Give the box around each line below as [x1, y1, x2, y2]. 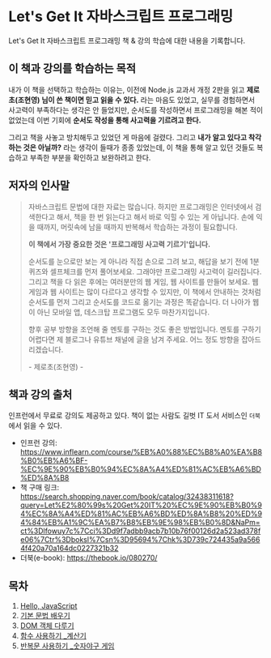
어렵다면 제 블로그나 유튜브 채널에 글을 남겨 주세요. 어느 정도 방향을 [28, 334, 240, 344]
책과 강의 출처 [8, 387, 73, 401]
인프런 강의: [19, 438, 58, 448]
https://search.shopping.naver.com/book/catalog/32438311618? [19, 492, 235, 502]
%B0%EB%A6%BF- [19, 455, 88, 466]
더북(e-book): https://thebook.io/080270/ [19, 553, 158, 563]
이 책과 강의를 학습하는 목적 [8, 62, 136, 75]
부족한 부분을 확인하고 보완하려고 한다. [29, 152, 151, 162]
